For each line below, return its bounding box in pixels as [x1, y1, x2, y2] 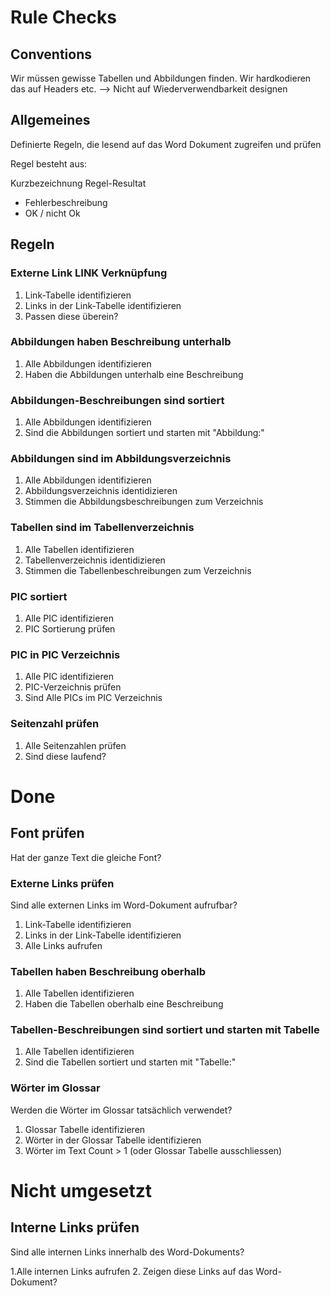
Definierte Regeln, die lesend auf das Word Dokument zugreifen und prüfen [10, 138, 322, 150]
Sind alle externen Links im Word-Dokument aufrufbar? [10, 899, 238, 911]
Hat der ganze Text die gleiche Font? [10, 851, 162, 863]
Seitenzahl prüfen [10, 717, 100, 731]
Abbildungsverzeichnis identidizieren [24, 485, 178, 497]
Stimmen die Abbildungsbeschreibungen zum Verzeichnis [24, 496, 264, 508]
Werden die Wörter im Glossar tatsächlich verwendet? [10, 1104, 233, 1116]
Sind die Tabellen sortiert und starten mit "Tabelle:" [24, 1056, 237, 1068]
